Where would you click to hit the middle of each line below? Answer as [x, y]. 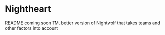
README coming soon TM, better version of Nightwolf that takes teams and [82, 23]
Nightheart [28, 9]
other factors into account [32, 28]
